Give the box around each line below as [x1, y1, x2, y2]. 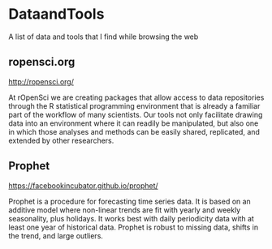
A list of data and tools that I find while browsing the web [8, 32, 199, 41]
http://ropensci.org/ [8, 76, 75, 86]
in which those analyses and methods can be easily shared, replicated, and [8, 127, 260, 136]
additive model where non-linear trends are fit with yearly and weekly [8, 204, 241, 215]
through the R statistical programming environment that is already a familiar [8, 101, 261, 110]
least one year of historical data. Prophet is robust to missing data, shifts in [8, 222, 258, 232]
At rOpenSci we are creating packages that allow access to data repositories [8, 92, 265, 102]
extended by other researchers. [8, 135, 114, 145]
